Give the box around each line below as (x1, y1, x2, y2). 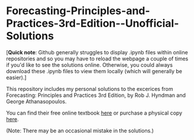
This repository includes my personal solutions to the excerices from (6, 85, 173, 92)
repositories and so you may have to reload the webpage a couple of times (6, 55, 189, 62)
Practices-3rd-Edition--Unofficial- (6, 17, 179, 30)
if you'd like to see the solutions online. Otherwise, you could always (6, 61, 173, 69)
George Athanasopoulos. (6, 97, 67, 105)
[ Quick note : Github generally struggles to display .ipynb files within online (6, 48, 188, 56)
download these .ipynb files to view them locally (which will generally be (6, 67, 182, 74)
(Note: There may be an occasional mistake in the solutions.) (6, 127, 154, 134)
